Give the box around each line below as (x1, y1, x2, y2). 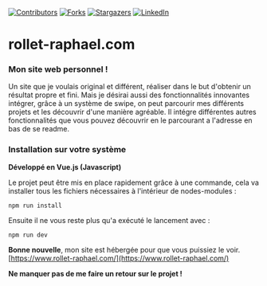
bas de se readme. (8, 124, 70, 134)
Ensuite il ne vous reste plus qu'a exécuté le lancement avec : (8, 215, 210, 225)
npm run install (8, 202, 62, 210)
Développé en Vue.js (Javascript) (8, 162, 122, 171)
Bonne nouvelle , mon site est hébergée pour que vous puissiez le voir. (8, 245, 241, 254)
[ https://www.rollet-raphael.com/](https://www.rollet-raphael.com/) (8, 253, 230, 263)
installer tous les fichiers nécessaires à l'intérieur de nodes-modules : (8, 186, 237, 195)
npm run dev (8, 231, 48, 239)
